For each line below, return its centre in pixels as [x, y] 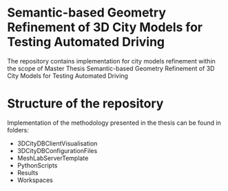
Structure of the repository [85, 104]
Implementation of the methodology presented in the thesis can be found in [114, 123]
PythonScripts [37, 165]
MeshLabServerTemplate [53, 158]
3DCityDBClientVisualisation [57, 143]
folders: [18, 130]
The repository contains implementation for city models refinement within [111, 61]
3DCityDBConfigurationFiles [57, 150]
